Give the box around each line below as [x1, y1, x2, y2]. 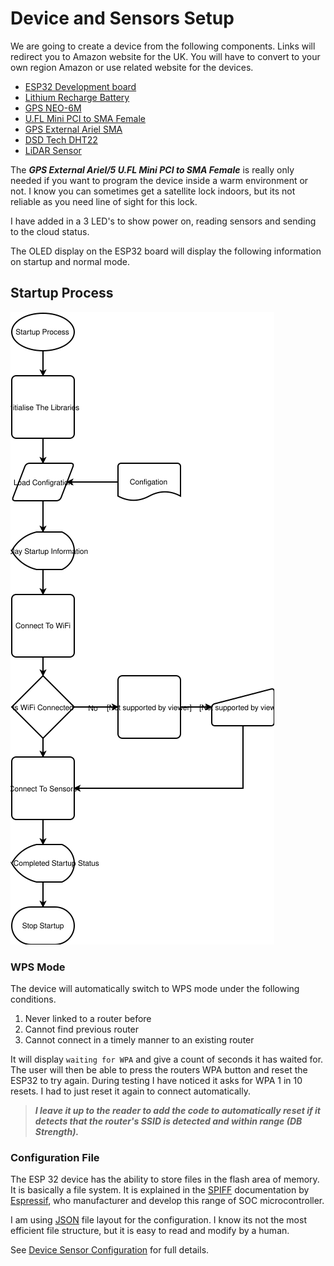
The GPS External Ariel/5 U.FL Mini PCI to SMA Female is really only [10, 163, 295, 176]
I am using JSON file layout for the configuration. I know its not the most [10, 1214, 307, 1226]
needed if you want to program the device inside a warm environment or [10, 174, 309, 186]
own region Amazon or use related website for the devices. [10, 61, 254, 73]
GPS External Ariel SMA [24, 123, 123, 135]
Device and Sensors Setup [10, 7, 235, 30]
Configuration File [10, 1150, 100, 1164]
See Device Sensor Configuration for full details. [10, 1244, 210, 1256]
